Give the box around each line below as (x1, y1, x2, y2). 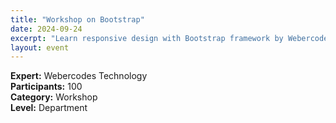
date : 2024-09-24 (10, 24, 83, 34)
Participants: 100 (10, 81, 83, 93)
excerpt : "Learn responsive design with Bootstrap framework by (10, 33, 284, 43)
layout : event (10, 42, 70, 53)
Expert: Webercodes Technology (10, 70, 148, 82)
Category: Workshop (10, 91, 98, 103)
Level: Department (10, 102, 88, 114)
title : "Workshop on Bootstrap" (10, 14, 145, 25)
